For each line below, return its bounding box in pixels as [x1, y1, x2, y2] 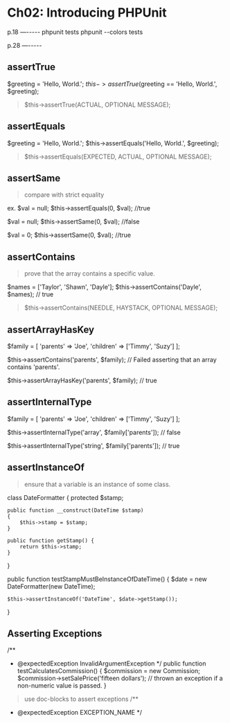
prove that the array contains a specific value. [24, 269, 156, 278]
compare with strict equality [24, 190, 105, 199]
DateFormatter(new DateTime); [7, 582, 96, 590]
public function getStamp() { [7, 537, 95, 544]
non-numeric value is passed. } [17, 681, 107, 690]
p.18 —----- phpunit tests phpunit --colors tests [7, 28, 143, 36]
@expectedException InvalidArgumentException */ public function [17, 659, 206, 668]
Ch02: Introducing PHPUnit [7, 5, 167, 21]
